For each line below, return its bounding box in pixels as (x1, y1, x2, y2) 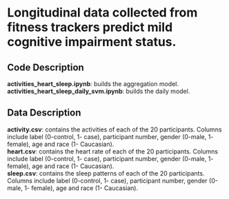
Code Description (7, 61, 84, 73)
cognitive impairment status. (7, 34, 177, 50)
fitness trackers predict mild (7, 19, 173, 35)
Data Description (7, 107, 81, 118)
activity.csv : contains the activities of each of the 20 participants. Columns (7, 125, 222, 134)
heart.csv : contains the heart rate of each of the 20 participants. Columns (7, 147, 219, 156)
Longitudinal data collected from (7, 5, 198, 21)
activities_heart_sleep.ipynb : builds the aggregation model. (7, 80, 179, 87)
